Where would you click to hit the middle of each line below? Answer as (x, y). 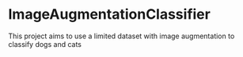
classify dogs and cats (45, 44)
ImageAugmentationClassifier (110, 14)
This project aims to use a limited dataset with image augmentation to (121, 36)
